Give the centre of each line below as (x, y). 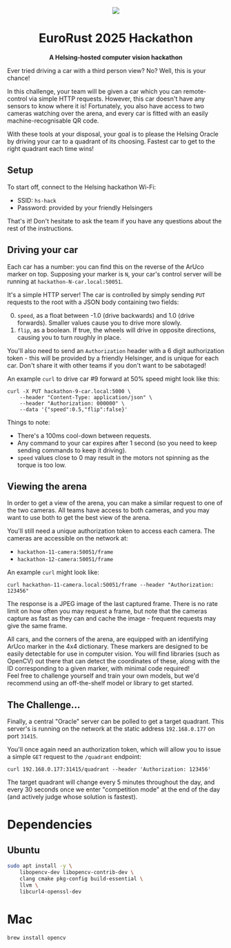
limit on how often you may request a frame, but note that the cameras (107, 611)
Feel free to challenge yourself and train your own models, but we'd (103, 676)
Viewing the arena (47, 486)
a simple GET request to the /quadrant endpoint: (74, 757)
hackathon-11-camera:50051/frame (65, 552)
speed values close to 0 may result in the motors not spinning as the (113, 457)
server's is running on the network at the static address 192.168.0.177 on (111, 729)
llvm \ (29, 885)
